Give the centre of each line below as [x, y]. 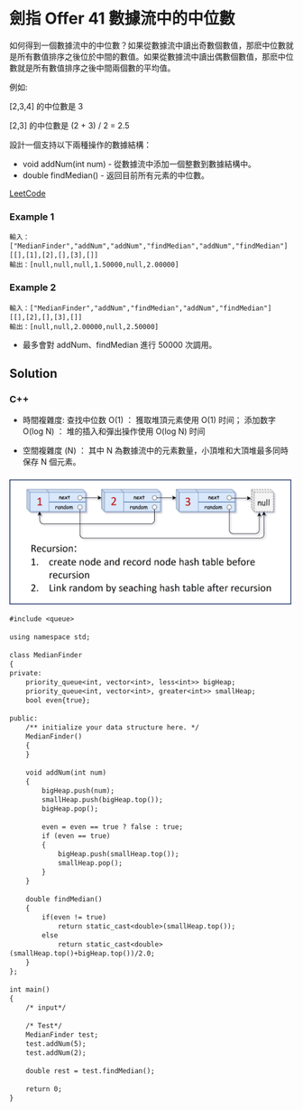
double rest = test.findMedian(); [90, 1071]
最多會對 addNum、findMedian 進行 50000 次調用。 [119, 344]
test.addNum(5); [56, 1044]
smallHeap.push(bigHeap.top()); [103, 800]
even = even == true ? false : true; [112, 827]
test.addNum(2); [56, 1053]
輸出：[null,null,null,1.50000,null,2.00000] [94, 265]
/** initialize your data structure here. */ [113, 727]
